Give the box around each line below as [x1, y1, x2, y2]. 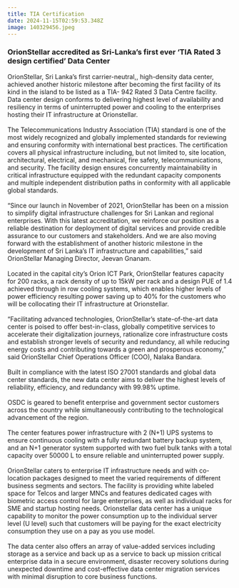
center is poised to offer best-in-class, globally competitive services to [7, 322, 215, 331]
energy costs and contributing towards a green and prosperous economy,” [7, 345, 227, 354]
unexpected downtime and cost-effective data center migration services [7, 564, 220, 573]
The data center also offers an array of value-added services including [7, 542, 215, 550]
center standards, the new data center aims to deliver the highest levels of [7, 375, 226, 383]
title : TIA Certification [7, 10, 84, 18]
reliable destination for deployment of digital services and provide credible [7, 224, 226, 232]
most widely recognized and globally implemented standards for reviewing [7, 133, 227, 141]
